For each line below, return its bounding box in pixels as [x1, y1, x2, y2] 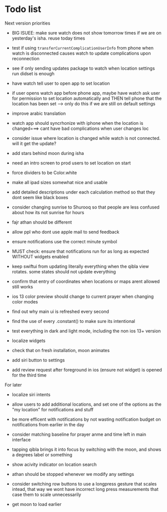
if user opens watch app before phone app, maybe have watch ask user [11, 90, 160, 96]
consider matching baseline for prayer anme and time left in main [11, 431, 146, 437]
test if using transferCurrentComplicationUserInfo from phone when [11, 45, 153, 51]
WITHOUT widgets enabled [11, 253, 68, 259]
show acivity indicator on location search [11, 461, 97, 467]
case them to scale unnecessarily [11, 491, 81, 497]
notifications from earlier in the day [11, 421, 84, 427]
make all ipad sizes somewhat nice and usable [11, 179, 108, 185]
